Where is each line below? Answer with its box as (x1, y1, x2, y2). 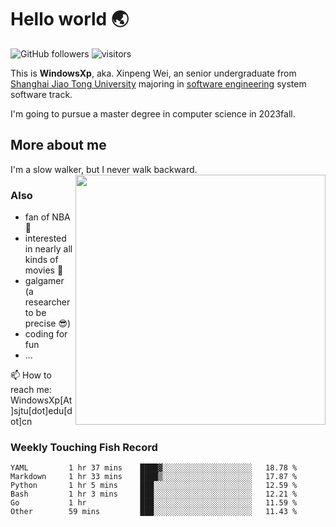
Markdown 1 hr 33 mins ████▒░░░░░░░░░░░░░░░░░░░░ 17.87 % (10, 472, 298, 482)
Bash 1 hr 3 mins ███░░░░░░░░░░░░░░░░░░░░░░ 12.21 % (10, 489, 298, 500)
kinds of (24, 254, 59, 266)
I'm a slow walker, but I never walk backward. (10, 163, 198, 175)
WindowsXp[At (10, 394, 73, 406)
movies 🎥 (24, 264, 64, 276)
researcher (24, 296, 71, 308)
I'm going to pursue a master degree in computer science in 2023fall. (10, 107, 296, 120)
